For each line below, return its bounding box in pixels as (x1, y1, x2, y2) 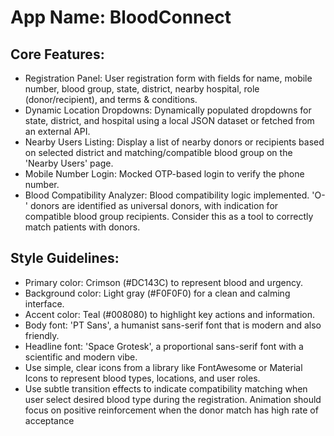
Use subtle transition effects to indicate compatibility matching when (24, 382, 308, 395)
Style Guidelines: (10, 250, 120, 267)
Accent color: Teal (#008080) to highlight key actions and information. (24, 308, 316, 320)
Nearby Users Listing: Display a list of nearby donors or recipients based (24, 136, 325, 148)
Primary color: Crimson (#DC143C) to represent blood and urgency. (24, 276, 303, 288)
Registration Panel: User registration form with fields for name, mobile (24, 72, 313, 84)
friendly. (24, 329, 60, 341)
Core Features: (10, 46, 105, 63)
